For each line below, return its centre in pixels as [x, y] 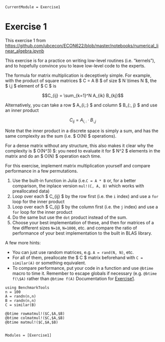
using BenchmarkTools [27, 288]
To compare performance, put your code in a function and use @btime [83, 268]
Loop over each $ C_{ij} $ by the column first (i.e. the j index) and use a [85, 207]
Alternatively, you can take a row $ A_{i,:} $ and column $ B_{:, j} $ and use [81, 105]
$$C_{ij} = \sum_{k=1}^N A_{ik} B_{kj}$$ [83, 95]
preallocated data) [31, 191]
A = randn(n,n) [21, 296]
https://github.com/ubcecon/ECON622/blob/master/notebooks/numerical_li [82, 46]
